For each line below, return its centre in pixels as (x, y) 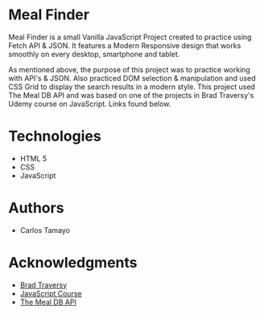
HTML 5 (33, 158)
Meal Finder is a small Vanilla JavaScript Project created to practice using (130, 37)
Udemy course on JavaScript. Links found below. (90, 104)
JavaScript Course (51, 293)
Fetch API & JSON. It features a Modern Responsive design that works (125, 45)
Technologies (55, 136)
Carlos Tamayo (45, 230)
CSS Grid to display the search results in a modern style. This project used (132, 87)
